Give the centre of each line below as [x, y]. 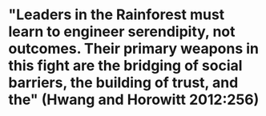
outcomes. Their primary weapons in [133, 49]
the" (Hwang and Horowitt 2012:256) [134, 100]
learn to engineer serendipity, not [122, 32]
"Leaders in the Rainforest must [117, 15]
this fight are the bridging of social [125, 66]
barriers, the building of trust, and [123, 83]
